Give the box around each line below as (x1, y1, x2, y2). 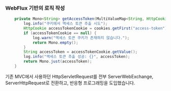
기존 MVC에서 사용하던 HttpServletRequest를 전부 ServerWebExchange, (5, 73, 154, 79)
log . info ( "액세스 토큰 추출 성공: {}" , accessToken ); (23, 54, 131, 59)
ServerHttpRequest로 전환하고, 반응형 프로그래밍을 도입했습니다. (5, 80, 135, 86)
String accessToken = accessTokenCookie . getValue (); (23, 49, 138, 54)
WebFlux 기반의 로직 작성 (5, 4, 65, 11)
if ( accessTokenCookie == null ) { (23, 31, 97, 36)
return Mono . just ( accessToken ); (23, 59, 93, 64)
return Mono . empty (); (32, 40, 79, 45)
